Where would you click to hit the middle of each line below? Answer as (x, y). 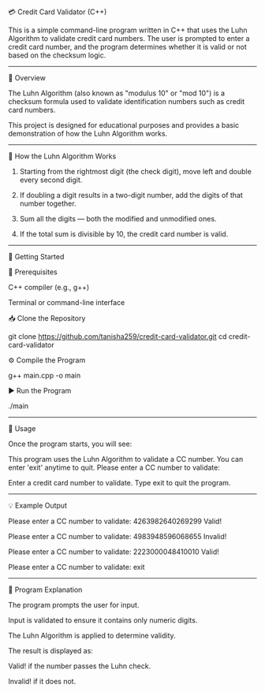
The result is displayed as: (50, 651)
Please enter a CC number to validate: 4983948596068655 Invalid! (118, 536)
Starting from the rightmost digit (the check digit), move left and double (136, 171)
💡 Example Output (37, 505)
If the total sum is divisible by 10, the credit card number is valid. (124, 234)
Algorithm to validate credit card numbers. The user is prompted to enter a (129, 38)
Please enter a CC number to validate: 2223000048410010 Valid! (114, 552)
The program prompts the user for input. (74, 605)
